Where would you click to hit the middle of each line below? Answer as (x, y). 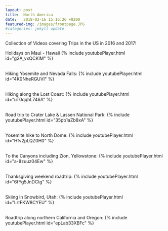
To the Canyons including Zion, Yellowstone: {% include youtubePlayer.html (84, 156)
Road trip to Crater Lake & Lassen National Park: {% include (68, 115)
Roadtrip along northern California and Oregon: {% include (66, 218)
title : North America (29, 15)
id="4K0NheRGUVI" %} (30, 79)
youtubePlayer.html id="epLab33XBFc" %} (50, 223)
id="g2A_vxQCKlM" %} (29, 58)
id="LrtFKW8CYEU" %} (30, 203)
